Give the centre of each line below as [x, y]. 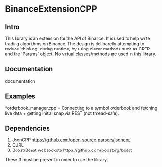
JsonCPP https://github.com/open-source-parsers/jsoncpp [71, 140]
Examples [20, 96]
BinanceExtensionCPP [51, 9]
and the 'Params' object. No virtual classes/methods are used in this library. [81, 54]
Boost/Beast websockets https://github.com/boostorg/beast [72, 150]
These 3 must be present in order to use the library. [57, 160]
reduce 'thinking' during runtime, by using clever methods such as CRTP [78, 49]
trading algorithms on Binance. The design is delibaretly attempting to [75, 44]
